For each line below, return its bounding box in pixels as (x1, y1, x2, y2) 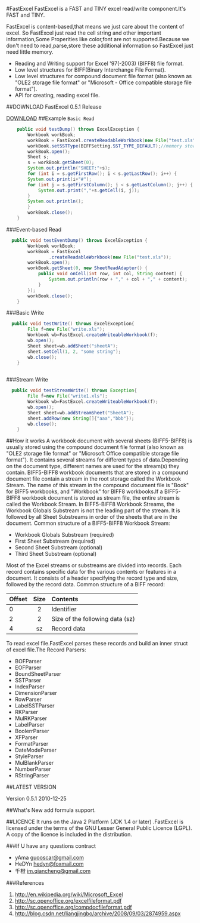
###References (6, 879, 45, 887)
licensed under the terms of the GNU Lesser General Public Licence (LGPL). (6, 824, 192, 832)
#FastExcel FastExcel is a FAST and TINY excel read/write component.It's (6, 5, 186, 12)
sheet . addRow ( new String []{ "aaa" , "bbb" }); (27, 415, 135, 421)
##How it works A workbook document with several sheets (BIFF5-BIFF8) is (6, 437, 192, 444)
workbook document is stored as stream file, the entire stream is (21, 494, 180, 502)
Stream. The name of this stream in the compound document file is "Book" (6, 482, 189, 489)
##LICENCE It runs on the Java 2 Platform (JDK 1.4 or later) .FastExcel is (6, 818, 184, 826)
